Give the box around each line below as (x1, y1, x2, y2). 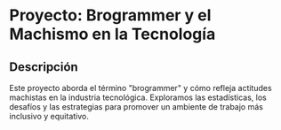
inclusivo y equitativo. (9, 111, 89, 121)
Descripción (9, 59, 78, 74)
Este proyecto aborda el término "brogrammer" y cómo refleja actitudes (9, 83, 273, 93)
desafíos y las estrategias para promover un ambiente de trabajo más (9, 102, 264, 111)
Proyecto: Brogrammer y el (9, 5, 212, 26)
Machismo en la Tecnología (9, 24, 216, 44)
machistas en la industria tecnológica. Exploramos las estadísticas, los (9, 92, 267, 103)
